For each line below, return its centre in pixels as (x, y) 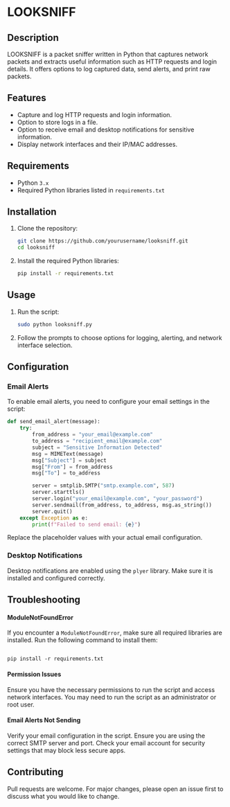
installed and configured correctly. (56, 578)
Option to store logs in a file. (57, 122)
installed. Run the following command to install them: (82, 640)
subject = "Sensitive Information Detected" (97, 447)
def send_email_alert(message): (54, 422)
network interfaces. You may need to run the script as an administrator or (112, 697)
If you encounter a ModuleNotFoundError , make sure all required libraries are (115, 633)
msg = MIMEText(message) (68, 454)
